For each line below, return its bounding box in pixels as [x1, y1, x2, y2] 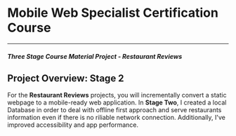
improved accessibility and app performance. [7, 121, 139, 129]
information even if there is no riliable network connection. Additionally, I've [7, 114, 226, 122]
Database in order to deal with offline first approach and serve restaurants [7, 106, 222, 114]
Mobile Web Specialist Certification [7, 5, 219, 21]
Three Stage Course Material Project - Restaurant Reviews [7, 52, 183, 60]
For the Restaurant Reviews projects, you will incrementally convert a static [7, 91, 227, 100]
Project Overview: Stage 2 [7, 72, 124, 84]
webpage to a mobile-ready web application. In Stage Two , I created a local [7, 98, 227, 107]
